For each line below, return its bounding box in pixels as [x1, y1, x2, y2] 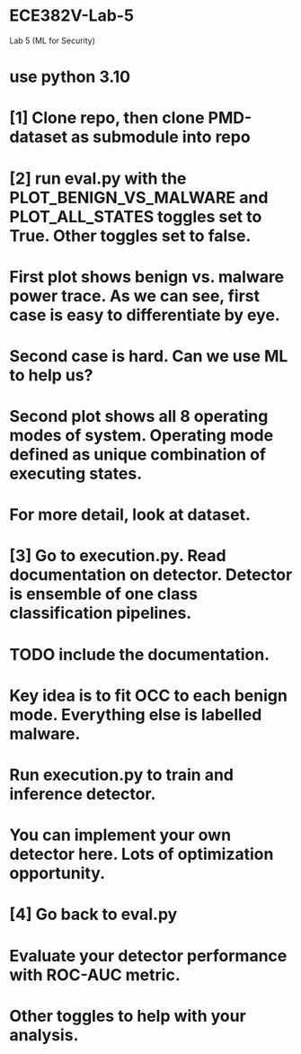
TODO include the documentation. [9, 644, 270, 665]
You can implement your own [9, 825, 232, 845]
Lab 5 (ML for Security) [9, 35, 96, 46]
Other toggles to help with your [9, 1005, 247, 1026]
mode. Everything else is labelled [9, 704, 262, 725]
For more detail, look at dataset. [9, 505, 252, 525]
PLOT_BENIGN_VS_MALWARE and [9, 187, 269, 208]
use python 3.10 [9, 67, 131, 87]
